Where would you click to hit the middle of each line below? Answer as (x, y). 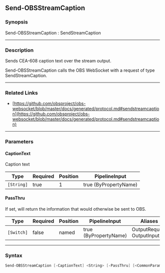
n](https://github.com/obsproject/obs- (51, 114)
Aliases (149, 221)
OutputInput (146, 235)
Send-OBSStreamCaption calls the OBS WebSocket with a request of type (80, 70)
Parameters (19, 142)
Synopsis (16, 22)
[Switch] (18, 232)
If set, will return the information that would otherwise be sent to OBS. (76, 209)
